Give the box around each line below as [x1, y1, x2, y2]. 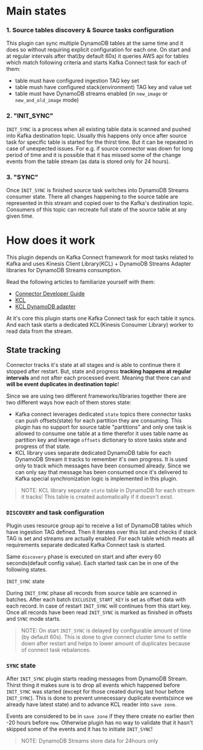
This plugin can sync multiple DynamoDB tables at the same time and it [6, 39, 184, 47]
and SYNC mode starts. [6, 615, 61, 623]
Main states [6, 4, 66, 18]
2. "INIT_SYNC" [6, 112, 53, 120]
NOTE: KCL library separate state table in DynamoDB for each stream [21, 486, 195, 494]
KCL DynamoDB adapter [14, 303, 76, 310]
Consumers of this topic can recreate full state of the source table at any [6, 206, 187, 213]
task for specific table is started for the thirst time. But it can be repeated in [6, 138, 193, 146]
